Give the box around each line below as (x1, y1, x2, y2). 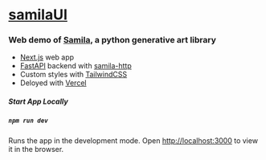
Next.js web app (19, 52, 75, 62)
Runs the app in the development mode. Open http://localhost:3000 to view (8, 135, 259, 146)
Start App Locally (8, 96, 68, 106)
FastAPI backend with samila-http (19, 61, 132, 71)
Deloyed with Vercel (19, 78, 87, 88)
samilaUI (8, 6, 68, 24)
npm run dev (8, 117, 48, 125)
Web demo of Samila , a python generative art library (8, 35, 217, 46)
